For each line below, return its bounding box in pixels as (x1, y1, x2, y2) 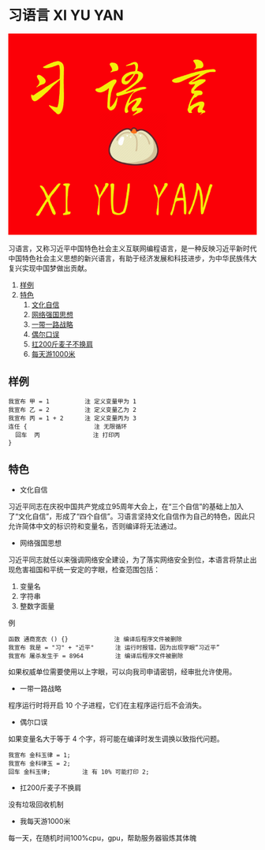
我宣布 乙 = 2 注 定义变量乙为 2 (8, 406, 136, 414)
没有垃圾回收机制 (8, 799, 64, 809)
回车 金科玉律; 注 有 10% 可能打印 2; (8, 768, 150, 777)
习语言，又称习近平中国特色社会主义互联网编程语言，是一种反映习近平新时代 (8, 244, 257, 253)
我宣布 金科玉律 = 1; (8, 751, 71, 759)
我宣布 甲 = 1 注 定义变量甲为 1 (8, 398, 136, 406)
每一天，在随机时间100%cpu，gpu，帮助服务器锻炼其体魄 (8, 833, 197, 843)
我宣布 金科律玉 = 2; (8, 760, 71, 768)
